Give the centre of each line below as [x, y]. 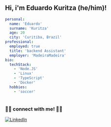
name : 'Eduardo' [26, 24]
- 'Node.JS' [26, 69]
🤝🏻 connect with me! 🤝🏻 [34, 109]
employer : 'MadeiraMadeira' [38, 55]
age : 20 [17, 33]
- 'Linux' [24, 73]
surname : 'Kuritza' [29, 28]
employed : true [25, 46]
